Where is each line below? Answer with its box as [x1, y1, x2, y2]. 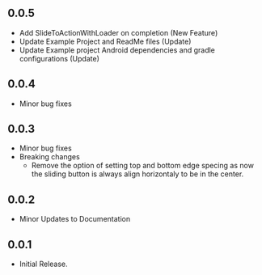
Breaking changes [19, 152, 80, 162]
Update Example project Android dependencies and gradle [19, 44, 216, 55]
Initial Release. [19, 259, 68, 269]
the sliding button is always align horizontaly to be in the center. [31, 169, 244, 179]
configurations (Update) [19, 53, 100, 63]
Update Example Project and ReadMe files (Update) [19, 36, 192, 46]
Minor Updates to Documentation [19, 214, 131, 224]
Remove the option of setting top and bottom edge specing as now [31, 161, 254, 171]
